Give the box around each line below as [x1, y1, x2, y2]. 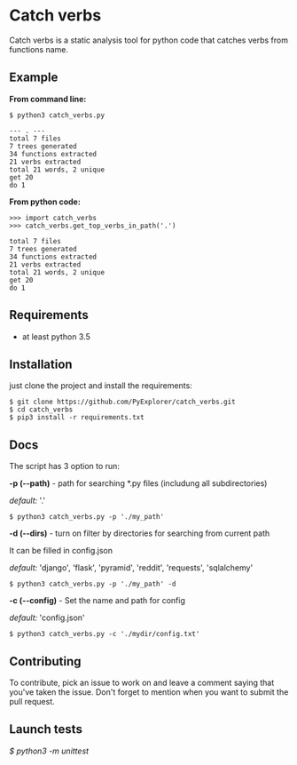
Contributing [9, 654, 82, 669]
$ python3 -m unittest [9, 745, 90, 756]
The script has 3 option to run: [9, 461, 120, 472]
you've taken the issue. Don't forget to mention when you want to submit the [9, 687, 289, 697]
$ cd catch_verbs [9, 405, 74, 414]
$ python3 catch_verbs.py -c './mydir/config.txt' [9, 630, 200, 639]
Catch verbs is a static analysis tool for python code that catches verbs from [9, 35, 288, 45]
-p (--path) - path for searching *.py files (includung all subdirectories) [9, 478, 268, 489]
